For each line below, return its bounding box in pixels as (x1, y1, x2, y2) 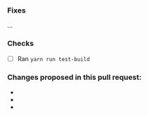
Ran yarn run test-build (17, 54, 90, 63)
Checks (7, 39, 34, 49)
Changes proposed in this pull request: (7, 72, 142, 82)
